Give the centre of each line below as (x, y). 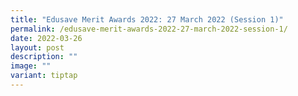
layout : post (37, 47)
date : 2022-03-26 (46, 38)
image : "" (31, 66)
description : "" (44, 57)
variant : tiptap (44, 76)
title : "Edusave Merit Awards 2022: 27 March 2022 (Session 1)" (147, 19)
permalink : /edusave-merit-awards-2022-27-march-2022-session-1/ (149, 29)
